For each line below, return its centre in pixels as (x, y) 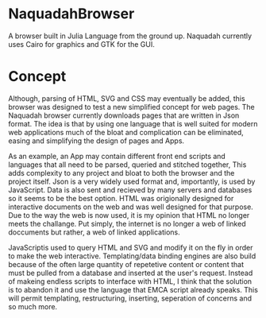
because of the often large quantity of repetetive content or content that (126, 264)
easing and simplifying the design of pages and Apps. (96, 141)
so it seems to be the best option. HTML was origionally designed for (121, 198)
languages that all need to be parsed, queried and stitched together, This (127, 165)
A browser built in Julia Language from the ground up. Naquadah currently (130, 36)
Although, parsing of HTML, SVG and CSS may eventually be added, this (127, 98)
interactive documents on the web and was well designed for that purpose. (131, 207)
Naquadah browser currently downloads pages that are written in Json (124, 115)
